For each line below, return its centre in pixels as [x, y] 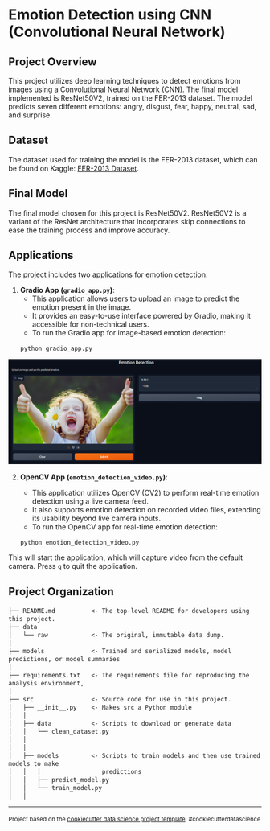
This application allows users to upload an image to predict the [136, 298]
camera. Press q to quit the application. [73, 566]
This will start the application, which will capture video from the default [126, 557]
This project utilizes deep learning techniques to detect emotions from [125, 81]
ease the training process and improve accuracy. [89, 230]
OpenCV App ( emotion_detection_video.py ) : [94, 477]
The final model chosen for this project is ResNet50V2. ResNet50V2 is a [127, 213]
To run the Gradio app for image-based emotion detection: [129, 333]
